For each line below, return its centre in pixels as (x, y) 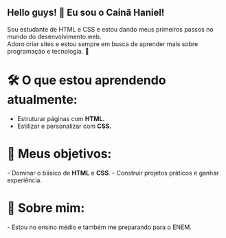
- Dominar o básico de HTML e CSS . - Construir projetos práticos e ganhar (113, 173)
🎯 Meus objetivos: (59, 154)
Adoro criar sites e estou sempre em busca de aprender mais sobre (103, 44)
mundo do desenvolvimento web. (54, 36)
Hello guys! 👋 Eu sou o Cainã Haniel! (86, 13)
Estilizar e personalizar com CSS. (64, 126)
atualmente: (42, 100)
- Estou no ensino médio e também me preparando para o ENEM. (100, 227)
